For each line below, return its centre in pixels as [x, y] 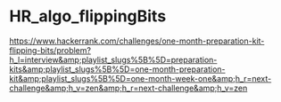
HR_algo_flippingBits [88, 16]
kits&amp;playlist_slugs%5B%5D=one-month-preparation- [117, 69]
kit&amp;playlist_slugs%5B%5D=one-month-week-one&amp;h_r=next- [140, 78]
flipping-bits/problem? [50, 50]
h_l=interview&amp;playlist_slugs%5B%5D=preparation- [113, 59]
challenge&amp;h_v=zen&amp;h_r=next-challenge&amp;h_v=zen [128, 88]
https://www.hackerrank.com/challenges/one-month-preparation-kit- [137, 41]
